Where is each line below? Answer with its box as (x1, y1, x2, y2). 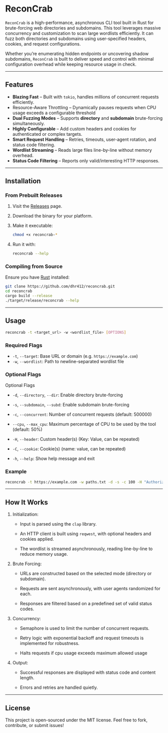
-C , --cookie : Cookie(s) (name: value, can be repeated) (12, 446, 126, 452)
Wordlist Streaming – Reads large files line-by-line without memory (12, 147, 152, 153)
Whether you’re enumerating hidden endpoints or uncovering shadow (5, 51, 149, 57)
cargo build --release (5, 294, 52, 299)
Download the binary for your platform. (12, 213, 93, 219)
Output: (12, 660, 28, 666)
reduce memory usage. (19, 551, 68, 557)
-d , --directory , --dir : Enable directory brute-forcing (12, 392, 123, 398)
